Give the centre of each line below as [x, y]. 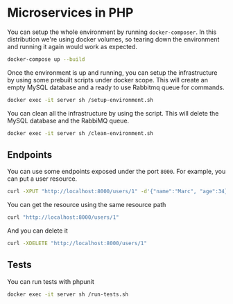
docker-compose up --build [46, 59]
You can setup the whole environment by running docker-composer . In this [112, 32]
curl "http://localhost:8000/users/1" [63, 217]
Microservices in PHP [70, 13]
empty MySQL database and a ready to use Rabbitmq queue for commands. [116, 87]
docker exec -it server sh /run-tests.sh [68, 294]
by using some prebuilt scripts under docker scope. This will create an [107, 80]
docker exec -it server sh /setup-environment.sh [80, 100]
